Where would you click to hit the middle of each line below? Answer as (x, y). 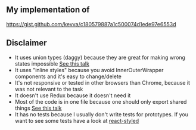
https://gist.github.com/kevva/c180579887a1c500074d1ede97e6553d (91, 24)
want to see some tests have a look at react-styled (77, 120)
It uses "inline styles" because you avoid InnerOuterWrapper (89, 70)
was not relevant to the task (49, 89)
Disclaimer (27, 43)
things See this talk (38, 108)
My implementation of (48, 10)
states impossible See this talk (52, 64)
